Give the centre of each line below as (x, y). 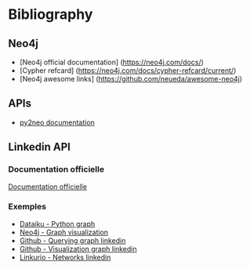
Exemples (27, 207)
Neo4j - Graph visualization (63, 232)
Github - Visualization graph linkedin (78, 249)
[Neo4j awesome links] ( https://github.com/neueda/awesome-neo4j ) (131, 79)
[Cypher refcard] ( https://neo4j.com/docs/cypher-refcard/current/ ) (128, 71)
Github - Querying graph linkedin (72, 240)
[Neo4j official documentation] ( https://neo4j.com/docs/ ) (111, 62)
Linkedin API (40, 147)
